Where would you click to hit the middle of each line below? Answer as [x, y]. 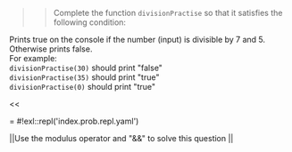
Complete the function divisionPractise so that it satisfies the [168, 13]
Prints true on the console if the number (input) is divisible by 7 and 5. [138, 40]
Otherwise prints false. [51, 49]
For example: [33, 58]
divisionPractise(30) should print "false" [86, 68]
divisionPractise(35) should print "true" [84, 77]
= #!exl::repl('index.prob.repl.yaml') [74, 121]
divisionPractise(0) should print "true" [83, 87]
